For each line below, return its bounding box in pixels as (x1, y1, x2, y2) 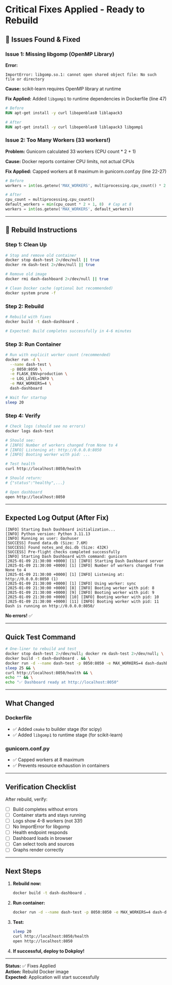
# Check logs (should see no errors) (5, 424, 86, 429)
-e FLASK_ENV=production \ (10, 372, 68, 377)
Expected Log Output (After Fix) (5, 513, 109, 522)
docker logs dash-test (5, 428, 54, 433)
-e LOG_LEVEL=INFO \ (10, 376, 54, 381)
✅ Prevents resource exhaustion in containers (12, 763, 110, 769)
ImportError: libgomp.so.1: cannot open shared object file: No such (5, 72, 157, 77)
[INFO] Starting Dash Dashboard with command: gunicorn (5, 554, 127, 559)
